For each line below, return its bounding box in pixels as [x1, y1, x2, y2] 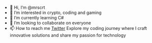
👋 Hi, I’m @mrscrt [9, 5, 45, 10]
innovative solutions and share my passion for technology [9, 32, 126, 38]
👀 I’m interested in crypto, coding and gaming [9, 10, 102, 15]
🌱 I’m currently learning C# [9, 15, 64, 20]
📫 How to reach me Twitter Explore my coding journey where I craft [9, 26, 147, 31]
